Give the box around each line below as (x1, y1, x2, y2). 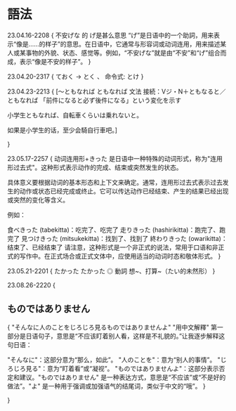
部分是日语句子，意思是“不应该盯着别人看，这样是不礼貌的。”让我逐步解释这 (7, 332, 225, 340)
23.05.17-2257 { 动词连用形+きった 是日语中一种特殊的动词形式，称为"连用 (7, 154, 223, 162)
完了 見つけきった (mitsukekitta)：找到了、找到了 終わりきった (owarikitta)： (7, 234, 228, 242)
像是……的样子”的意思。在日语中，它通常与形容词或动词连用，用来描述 (16, 39, 221, 48)
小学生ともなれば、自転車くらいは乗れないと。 (7, 110, 143, 119)
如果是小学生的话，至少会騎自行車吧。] (7, 126, 118, 134)
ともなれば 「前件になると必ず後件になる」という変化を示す (7, 96, 181, 104)
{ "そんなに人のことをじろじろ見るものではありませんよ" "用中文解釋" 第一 (7, 322, 223, 331)
